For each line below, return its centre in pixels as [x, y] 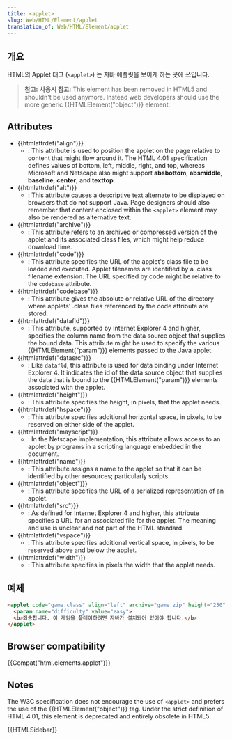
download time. [50, 247]
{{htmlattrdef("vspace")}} [54, 535]
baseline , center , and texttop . [71, 180]
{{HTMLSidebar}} [32, 730]
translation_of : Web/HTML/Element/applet [68, 26]
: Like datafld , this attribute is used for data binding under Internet [123, 365]
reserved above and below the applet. [82, 550]
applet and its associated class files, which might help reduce [116, 239]
